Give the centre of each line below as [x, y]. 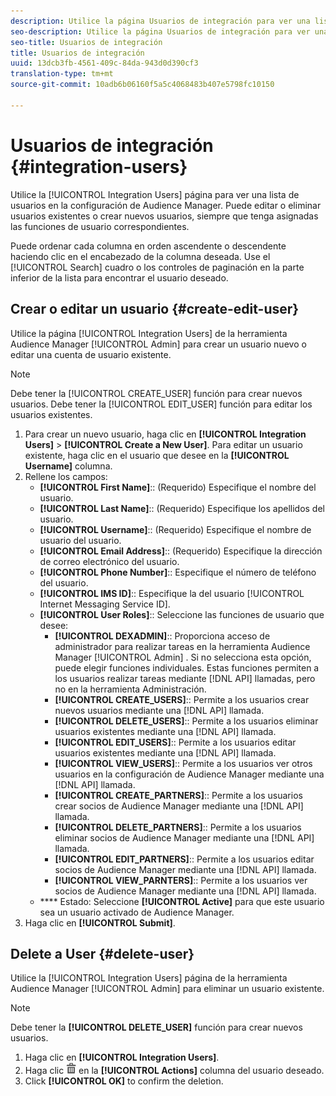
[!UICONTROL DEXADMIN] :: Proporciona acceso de [162, 636]
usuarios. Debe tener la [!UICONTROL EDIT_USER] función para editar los [161, 404]
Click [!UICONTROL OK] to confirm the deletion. [124, 1081]
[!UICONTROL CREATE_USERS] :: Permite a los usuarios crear [182, 699]
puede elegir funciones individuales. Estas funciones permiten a [187, 667]
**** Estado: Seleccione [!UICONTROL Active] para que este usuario [182, 901]
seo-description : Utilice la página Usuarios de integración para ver [160, 31]
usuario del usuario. [80, 540]
